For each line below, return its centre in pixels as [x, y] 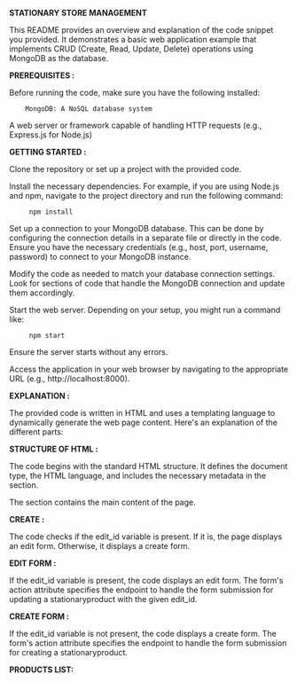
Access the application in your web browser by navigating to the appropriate [149, 369]
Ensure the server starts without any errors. [89, 352]
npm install [51, 212]
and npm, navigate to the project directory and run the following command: [146, 196]
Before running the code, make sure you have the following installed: [134, 93]
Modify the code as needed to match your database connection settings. [142, 274]
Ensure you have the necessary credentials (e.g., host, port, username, [139, 247]
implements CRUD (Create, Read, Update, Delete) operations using [132, 49]
